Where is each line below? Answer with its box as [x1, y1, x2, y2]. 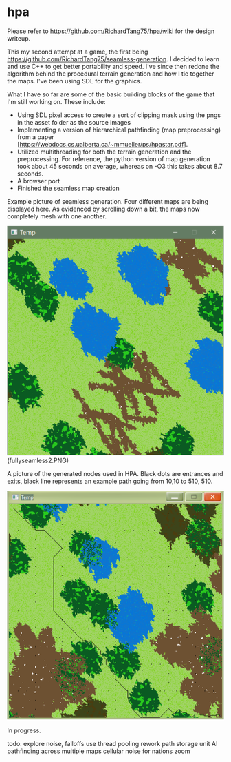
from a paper [16, 132, 54, 141]
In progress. [7, 726, 41, 734]
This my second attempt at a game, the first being [7, 48, 148, 56]
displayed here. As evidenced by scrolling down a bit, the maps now [7, 205, 201, 213]
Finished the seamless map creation [16, 184, 120, 192]
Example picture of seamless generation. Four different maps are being [7, 197, 208, 205]
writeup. [7, 34, 31, 42]
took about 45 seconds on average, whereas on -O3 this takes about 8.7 [16, 162, 223, 170]
